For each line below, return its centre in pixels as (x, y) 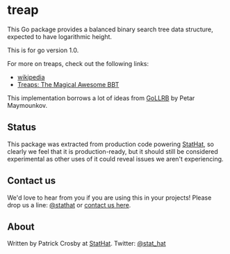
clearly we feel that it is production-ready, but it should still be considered (113, 151)
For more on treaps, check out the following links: (78, 63)
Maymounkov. (27, 105)
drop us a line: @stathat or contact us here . (69, 205)
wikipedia (31, 77)
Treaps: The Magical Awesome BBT (68, 84)
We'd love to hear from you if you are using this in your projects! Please (109, 198)
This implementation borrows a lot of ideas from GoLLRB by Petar (101, 98)
